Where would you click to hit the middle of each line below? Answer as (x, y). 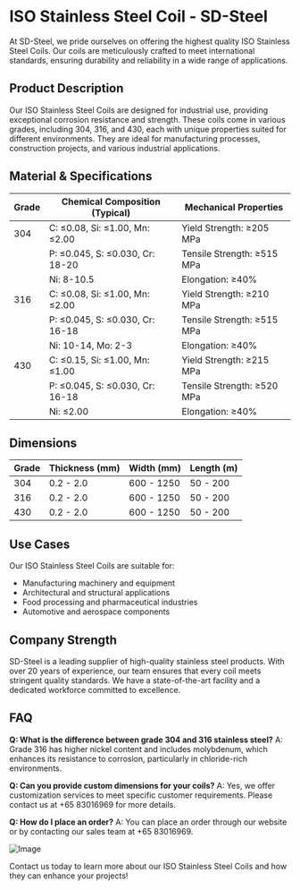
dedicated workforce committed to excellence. (95, 690)
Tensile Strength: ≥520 (230, 385)
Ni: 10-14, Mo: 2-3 (90, 345)
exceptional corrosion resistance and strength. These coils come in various (147, 119)
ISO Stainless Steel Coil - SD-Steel (138, 17)
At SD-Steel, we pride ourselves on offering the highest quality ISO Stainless (150, 41)
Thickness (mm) (84, 468)
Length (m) (214, 468)
